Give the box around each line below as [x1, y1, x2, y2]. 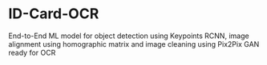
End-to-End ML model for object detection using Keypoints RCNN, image [8, 31, 250, 40]
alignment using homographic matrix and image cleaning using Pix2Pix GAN [8, 39, 260, 48]
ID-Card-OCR [8, 5, 99, 23]
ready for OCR [8, 48, 56, 57]
